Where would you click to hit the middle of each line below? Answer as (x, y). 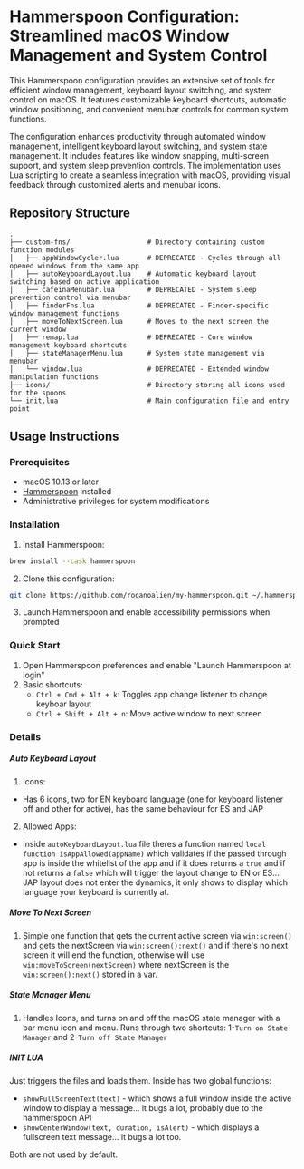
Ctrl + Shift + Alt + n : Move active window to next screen (149, 713)
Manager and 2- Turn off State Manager (95, 1037)
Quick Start (35, 646)
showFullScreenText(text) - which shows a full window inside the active (157, 1098)
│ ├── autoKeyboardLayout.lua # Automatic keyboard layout (133, 274)
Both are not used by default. (64, 1154)
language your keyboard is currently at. (96, 891)
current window (38, 329)
